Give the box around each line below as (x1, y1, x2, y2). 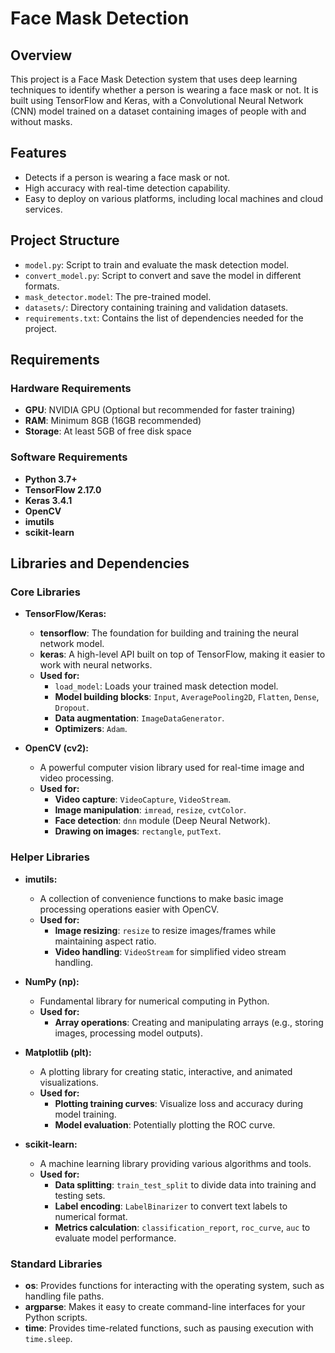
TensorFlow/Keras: (24, 608, 107, 620)
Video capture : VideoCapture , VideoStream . (54, 793, 232, 806)
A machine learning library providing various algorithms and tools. (39, 1157, 312, 1169)
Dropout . (54, 702, 90, 714)
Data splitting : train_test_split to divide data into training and (54, 1178, 317, 1191)
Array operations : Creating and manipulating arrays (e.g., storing (54, 1016, 324, 1028)
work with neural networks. (39, 659, 153, 671)
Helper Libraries (10, 850, 91, 864)
